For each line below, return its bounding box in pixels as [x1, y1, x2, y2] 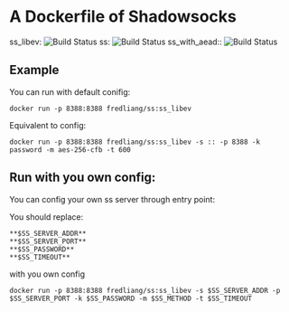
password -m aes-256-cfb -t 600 [9, 145, 131, 155]
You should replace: [9, 211, 84, 222]
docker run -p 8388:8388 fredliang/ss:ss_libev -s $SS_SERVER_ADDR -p [9, 286, 281, 295]
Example [9, 62, 60, 78]
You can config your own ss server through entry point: [9, 194, 215, 204]
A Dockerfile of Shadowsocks [9, 6, 237, 27]
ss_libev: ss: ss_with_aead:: [9, 36, 223, 47]
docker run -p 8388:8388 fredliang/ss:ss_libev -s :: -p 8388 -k [9, 137, 260, 147]
